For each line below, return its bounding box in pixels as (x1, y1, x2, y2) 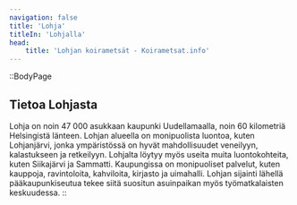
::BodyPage (9, 71, 52, 81)
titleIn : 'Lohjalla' (9, 30, 87, 38)
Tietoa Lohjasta (9, 97, 98, 112)
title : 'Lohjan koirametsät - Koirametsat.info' (25, 47, 210, 56)
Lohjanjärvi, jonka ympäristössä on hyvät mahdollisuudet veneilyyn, (9, 140, 259, 150)
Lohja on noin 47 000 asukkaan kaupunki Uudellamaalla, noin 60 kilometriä (9, 120, 286, 131)
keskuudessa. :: (9, 187, 67, 198)
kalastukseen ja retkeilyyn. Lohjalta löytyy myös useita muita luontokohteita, (9, 149, 289, 159)
